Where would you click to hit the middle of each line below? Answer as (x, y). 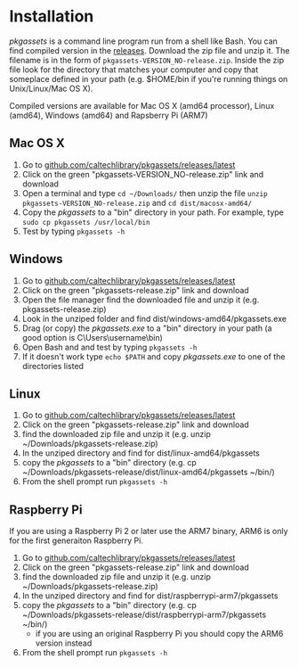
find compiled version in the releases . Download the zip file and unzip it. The (149, 50)
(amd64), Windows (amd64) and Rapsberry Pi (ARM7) (109, 115)
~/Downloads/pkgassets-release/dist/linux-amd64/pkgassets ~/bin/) (149, 472)
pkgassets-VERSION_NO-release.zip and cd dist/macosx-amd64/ (137, 202)
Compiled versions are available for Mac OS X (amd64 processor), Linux (142, 105)
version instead (64, 643)
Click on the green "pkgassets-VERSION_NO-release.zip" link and (143, 174)
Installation (52, 16)
